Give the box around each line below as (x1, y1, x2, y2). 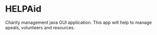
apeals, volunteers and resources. (5, 24, 75, 30)
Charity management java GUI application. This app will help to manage (5, 19, 152, 25)
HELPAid (5, 3, 41, 15)
